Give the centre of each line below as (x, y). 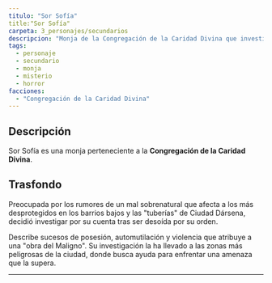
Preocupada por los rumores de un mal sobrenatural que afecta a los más (131, 204)
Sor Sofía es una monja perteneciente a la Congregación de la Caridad (127, 151)
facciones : (27, 91)
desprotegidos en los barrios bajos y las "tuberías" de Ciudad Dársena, (127, 213)
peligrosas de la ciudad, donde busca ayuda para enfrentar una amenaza (130, 254)
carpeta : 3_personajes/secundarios (68, 31)
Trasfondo (35, 185)
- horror (30, 83)
